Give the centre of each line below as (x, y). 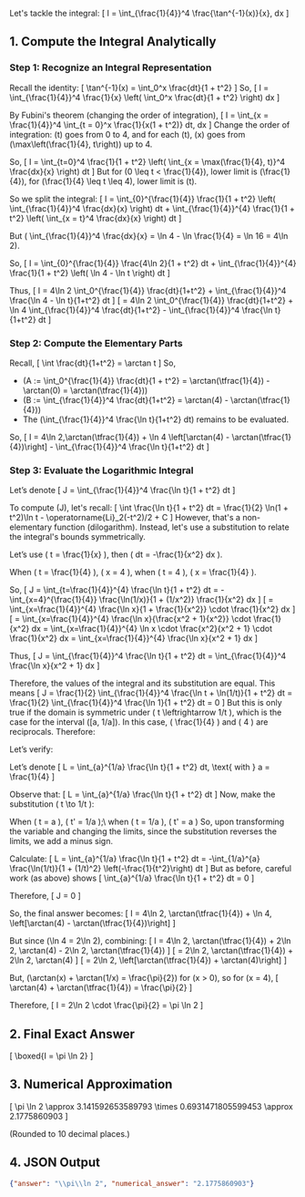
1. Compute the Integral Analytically (113, 41)
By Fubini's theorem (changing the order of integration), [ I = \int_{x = (139, 115)
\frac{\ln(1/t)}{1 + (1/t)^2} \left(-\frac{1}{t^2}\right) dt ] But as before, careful (151, 869)
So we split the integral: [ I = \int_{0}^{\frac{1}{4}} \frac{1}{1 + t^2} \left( (142, 199)
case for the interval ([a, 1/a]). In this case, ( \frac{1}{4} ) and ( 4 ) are (139, 722)
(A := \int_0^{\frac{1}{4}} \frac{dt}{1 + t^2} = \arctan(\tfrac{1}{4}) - (146, 380)
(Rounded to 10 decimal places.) (70, 1133)
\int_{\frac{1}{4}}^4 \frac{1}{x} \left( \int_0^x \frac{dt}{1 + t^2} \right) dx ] (145, 97)
